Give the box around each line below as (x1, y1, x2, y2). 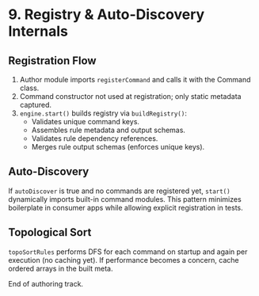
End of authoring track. (8, 279, 84, 288)
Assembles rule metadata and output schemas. (31, 125, 186, 135)
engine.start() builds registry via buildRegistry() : (19, 108, 188, 118)
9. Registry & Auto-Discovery (8, 6, 205, 24)
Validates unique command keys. (31, 117, 140, 126)
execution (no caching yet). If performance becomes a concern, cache (8, 255, 239, 264)
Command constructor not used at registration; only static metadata (19, 92, 242, 101)
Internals (8, 22, 69, 40)
